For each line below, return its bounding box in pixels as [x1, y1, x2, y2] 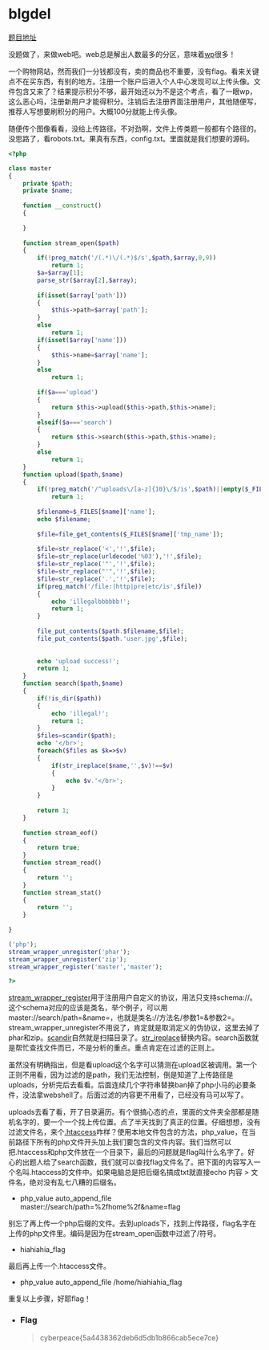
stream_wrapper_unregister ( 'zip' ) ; [8, 955, 127, 964]
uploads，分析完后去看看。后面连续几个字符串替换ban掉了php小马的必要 [8, 1080, 250, 1090]
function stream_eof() [22, 829, 98, 837]
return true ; [37, 844, 81, 852]
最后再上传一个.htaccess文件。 [8, 1262, 110, 1271]
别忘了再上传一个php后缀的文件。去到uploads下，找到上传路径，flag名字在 [8, 1218, 257, 1229]
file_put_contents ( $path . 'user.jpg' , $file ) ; [37, 634, 188, 642]
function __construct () [22, 202, 102, 210]
